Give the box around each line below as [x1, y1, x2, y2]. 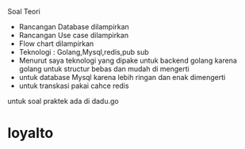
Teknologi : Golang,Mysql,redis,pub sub [18, 48, 150, 56]
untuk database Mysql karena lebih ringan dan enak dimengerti [18, 73, 226, 82]
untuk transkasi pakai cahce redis [18, 81, 129, 90]
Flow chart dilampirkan [18, 39, 94, 48]
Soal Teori [7, 7, 41, 16]
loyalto [7, 124, 54, 142]
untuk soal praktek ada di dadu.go [7, 97, 120, 105]
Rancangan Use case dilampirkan [18, 31, 128, 40]
